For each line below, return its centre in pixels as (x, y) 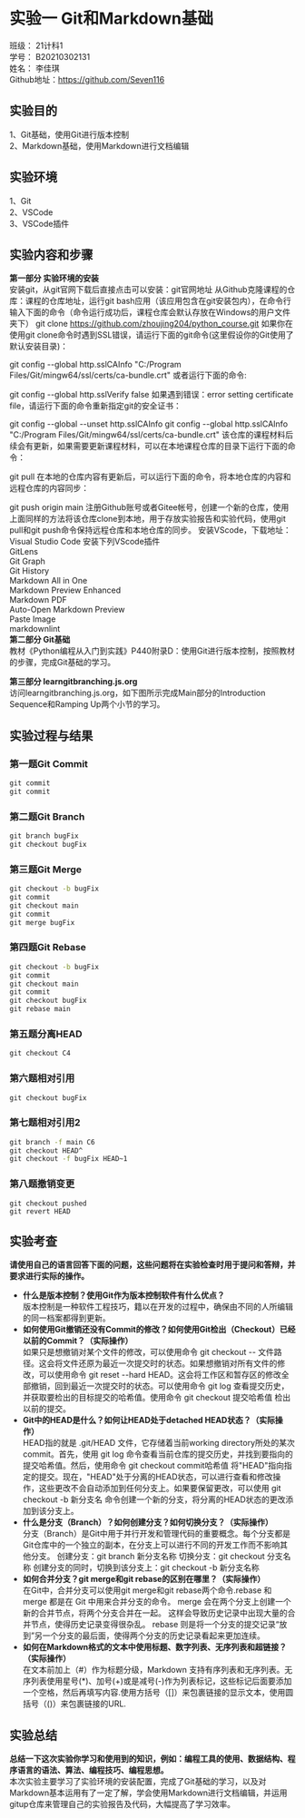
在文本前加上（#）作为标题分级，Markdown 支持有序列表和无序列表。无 (157, 1670)
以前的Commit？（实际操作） (78, 1341)
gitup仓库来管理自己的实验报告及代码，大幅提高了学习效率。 (123, 1804)
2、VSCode (31, 212)
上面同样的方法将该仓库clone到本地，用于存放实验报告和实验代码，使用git (148, 519)
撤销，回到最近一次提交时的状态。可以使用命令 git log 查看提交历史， (160, 1386)
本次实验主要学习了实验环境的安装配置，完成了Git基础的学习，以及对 (138, 1782)
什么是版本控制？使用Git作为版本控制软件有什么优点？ (123, 1295)
